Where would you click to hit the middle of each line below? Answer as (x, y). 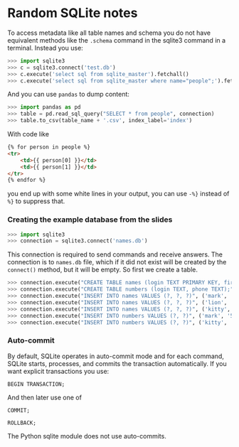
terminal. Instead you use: (45, 48)
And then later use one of (44, 397)
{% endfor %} (27, 180)
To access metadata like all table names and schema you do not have (109, 33)
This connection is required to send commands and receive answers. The (115, 254)
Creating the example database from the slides (90, 220)
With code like (28, 134)
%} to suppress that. (36, 201)
